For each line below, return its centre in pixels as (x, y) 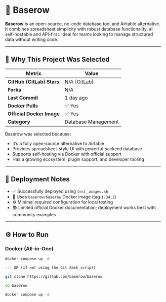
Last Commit (23, 98)
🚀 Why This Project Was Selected (57, 59)
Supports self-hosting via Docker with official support (67, 154)
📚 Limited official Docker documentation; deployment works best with (84, 207)
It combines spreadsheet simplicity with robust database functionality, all (80, 29)
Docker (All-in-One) (29, 248)
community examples (34, 214)
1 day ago (76, 98)
